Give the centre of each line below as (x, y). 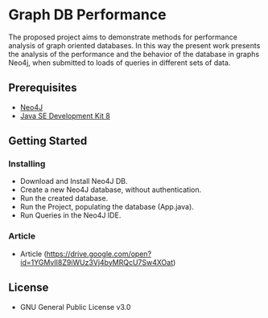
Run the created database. (64, 198)
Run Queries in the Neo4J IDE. (70, 215)
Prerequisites (43, 88)
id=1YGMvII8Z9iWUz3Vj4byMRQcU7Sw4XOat (97, 262)
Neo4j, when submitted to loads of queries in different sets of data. (120, 63)
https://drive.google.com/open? (99, 254)
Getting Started (48, 141)
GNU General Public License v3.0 (75, 307)
